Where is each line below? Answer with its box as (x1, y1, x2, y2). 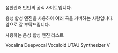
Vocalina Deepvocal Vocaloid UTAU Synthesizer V (5, 42, 110, 48)
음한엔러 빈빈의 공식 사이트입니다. (5, 5, 72, 10)
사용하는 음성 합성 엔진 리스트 (5, 32, 64, 38)
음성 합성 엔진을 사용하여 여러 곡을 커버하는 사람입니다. (5, 15, 114, 21)
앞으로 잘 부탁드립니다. (5, 22, 50, 27)
